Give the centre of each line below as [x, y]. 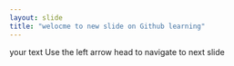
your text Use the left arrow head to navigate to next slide [117, 52]
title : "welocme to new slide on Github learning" [107, 26]
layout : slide [36, 18]
